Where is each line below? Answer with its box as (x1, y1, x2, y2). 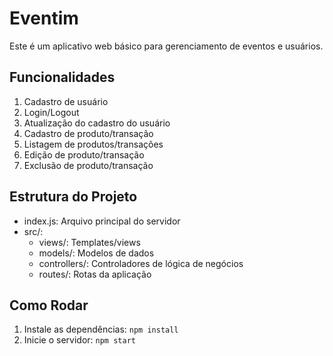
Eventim (9, 7, 79, 30)
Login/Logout (23, 106, 80, 118)
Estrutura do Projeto (9, 188, 138, 206)
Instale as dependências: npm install (23, 323, 179, 336)
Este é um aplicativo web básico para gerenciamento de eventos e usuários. (9, 40, 324, 52)
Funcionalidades (9, 69, 116, 86)
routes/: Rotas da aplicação (38, 268, 152, 280)
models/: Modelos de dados (38, 247, 155, 259)
